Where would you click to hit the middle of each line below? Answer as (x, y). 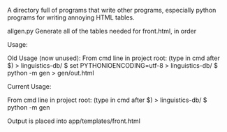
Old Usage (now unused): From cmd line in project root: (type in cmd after (113, 58)
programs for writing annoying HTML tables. (71, 17)
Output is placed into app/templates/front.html (74, 121)
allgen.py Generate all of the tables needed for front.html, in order (102, 31)
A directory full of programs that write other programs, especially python (112, 10)
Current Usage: (29, 86)
